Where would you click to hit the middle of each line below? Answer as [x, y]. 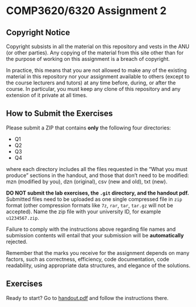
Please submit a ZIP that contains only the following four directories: [89, 128]
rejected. [17, 241]
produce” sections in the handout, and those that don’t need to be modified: [97, 175]
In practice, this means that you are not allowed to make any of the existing [97, 70]
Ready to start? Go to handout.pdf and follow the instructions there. [87, 298]
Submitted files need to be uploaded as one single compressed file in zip [94, 199]
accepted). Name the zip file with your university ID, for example [84, 212]
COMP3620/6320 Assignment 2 [86, 11]
